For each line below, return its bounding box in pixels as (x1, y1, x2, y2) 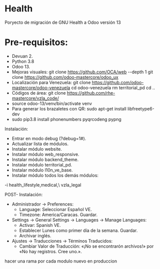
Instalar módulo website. (11, 146, 62, 152)
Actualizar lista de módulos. (11, 141, 69, 147)
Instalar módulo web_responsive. (11, 151, 80, 157)
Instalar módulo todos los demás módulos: (11, 172, 99, 178)
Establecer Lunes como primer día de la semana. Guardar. (19, 227, 138, 233)
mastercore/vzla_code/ (11, 95, 59, 101)
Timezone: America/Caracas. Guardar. (19, 212, 98, 217)
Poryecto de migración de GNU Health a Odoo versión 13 (4, 19, 121, 25)
